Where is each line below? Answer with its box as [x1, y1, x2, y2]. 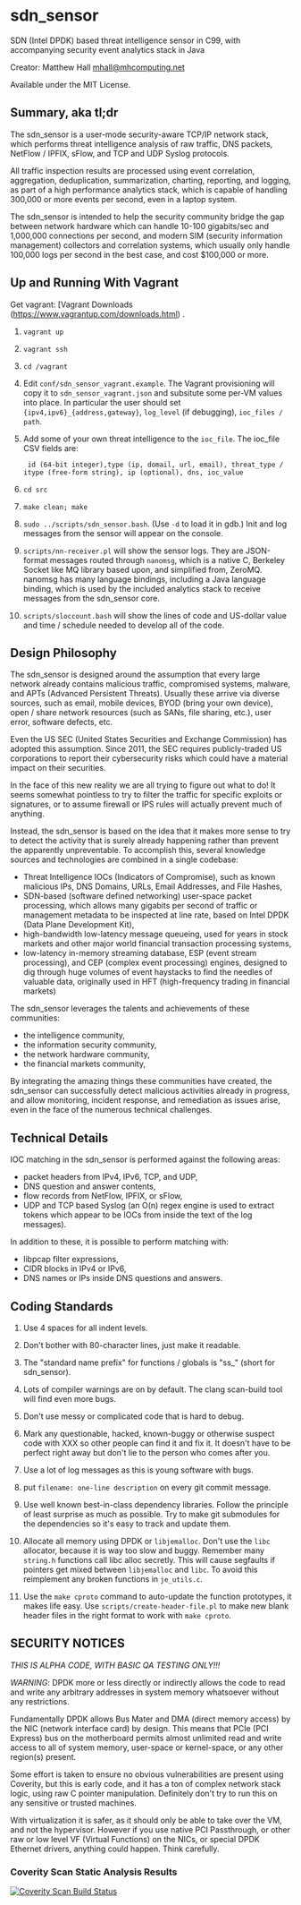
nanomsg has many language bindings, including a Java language [22, 574, 266, 585]
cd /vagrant [22, 362, 68, 372]
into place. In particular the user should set [22, 397, 181, 407]
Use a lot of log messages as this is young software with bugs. [22, 1465, 254, 1475]
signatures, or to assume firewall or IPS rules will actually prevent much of [10, 799, 282, 810]
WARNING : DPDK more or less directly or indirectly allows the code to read [10, 1677, 286, 1687]
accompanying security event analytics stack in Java [10, 44, 205, 55]
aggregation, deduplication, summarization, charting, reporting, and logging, [10, 175, 291, 185]
